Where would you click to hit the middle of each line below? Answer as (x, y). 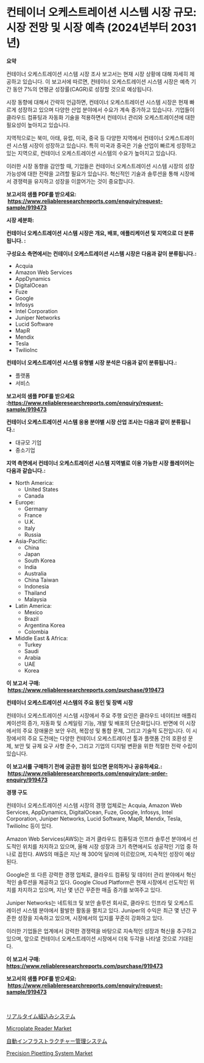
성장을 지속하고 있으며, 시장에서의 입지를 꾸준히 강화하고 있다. (91, 918)
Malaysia (35, 599)
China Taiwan (41, 580)
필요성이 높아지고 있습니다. (38, 125)
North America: (34, 482)
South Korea (40, 560)
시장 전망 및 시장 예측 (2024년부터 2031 (101, 28)
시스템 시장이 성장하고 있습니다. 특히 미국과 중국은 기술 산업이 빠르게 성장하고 (104, 145)
